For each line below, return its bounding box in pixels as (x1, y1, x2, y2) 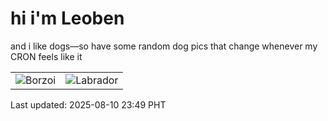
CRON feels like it (10, 50, 83, 62)
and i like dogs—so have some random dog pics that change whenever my (10, 40, 318, 52)
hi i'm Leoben (10, 7, 125, 30)
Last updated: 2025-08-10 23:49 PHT (10, 98, 167, 111)
